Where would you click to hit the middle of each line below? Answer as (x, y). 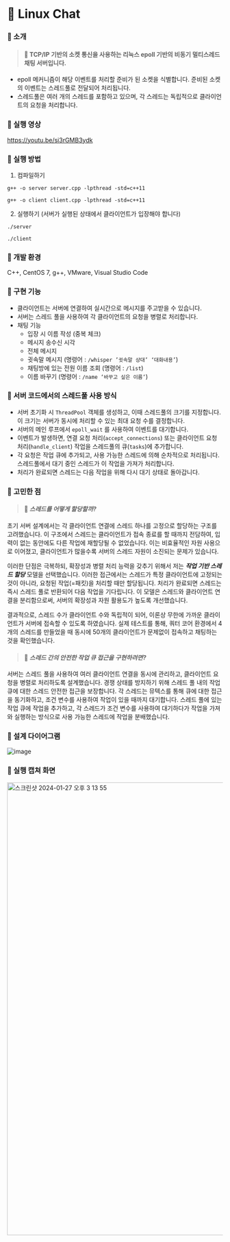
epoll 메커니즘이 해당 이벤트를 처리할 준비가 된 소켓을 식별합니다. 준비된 (112, 80)
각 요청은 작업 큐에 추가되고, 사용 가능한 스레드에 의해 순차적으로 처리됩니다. (118, 454)
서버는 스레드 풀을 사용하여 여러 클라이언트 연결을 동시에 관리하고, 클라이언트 (110, 674)
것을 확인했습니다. (31, 640)
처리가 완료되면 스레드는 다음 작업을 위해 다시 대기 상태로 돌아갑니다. (108, 472)
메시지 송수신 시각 (51, 342)
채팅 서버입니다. (45, 63)
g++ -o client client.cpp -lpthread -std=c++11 (76, 200)
